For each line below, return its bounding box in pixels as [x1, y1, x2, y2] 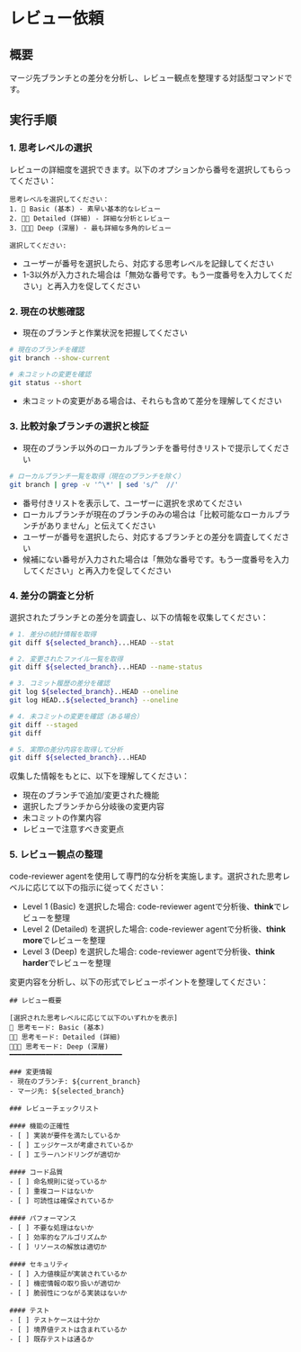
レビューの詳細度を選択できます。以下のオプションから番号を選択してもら [9, 164, 284, 175]
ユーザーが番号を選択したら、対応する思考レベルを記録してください [22, 257, 274, 268]
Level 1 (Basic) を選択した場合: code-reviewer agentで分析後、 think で [22, 901, 282, 912]
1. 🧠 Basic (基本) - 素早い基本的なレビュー [9, 204, 162, 213]
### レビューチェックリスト [9, 1104, 100, 1113]
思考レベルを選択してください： [9, 194, 110, 203]
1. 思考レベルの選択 [9, 141, 93, 154]
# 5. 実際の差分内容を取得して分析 [9, 744, 123, 754]
